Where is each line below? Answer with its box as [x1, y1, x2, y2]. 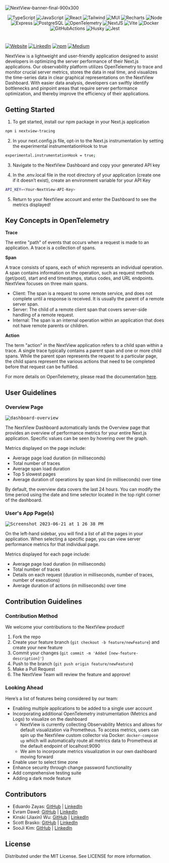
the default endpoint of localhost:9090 [20, 743, 101, 749]
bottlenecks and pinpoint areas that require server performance [5, 85, 138, 91]
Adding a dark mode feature [12, 775, 72, 781]
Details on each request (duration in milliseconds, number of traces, [12, 572, 154, 578]
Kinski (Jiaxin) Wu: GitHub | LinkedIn [12, 814, 89, 820]
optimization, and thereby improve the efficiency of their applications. [5, 91, 150, 97]
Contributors [5, 790, 47, 799]
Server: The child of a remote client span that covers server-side [12, 306, 147, 312]
